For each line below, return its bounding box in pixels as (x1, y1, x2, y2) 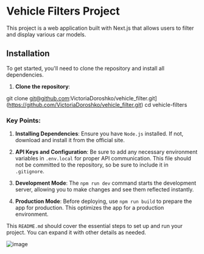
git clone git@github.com (6, 94, 70, 101)
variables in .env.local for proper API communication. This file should (15, 155, 192, 162)
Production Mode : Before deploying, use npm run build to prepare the (15, 197, 192, 205)
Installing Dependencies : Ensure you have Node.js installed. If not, (15, 130, 184, 137)
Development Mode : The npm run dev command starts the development (15, 179, 197, 187)
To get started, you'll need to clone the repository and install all (6, 64, 164, 72)
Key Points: (6, 116, 41, 125)
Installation (6, 49, 50, 59)
